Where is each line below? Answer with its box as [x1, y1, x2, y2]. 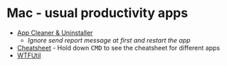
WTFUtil [16, 51, 41, 60]
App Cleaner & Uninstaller [16, 28, 93, 37]
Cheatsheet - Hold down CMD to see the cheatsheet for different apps [16, 43, 221, 52]
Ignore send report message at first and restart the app [27, 35, 191, 44]
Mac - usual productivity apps [6, 5, 189, 21]
